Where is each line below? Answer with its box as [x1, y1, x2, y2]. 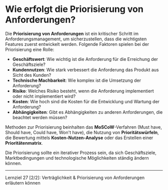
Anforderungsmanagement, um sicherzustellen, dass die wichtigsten [5, 36, 147, 42]
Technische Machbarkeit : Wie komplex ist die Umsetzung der [12, 77, 141, 83]
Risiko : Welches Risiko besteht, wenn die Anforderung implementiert [12, 88, 154, 94]
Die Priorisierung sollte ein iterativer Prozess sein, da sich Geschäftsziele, [5, 150, 156, 156]
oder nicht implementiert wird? [12, 93, 76, 99]
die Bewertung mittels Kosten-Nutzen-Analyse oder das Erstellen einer [5, 135, 153, 141]
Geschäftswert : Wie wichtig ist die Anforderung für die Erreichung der [12, 56, 158, 62]
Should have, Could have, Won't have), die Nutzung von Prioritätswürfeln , [5, 129, 159, 135]
